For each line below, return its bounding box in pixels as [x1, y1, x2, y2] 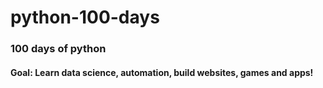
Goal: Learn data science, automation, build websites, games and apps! [10, 66, 314, 78]
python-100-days [10, 6, 160, 29]
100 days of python [10, 42, 107, 56]
